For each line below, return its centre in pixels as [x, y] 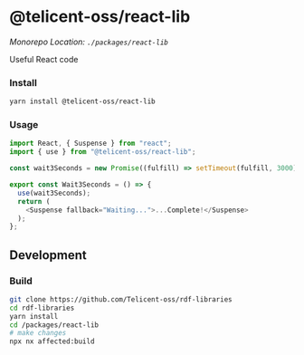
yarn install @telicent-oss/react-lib [82, 101]
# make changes [38, 333]
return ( [34, 201]
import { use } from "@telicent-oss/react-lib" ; [103, 152]
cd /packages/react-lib [54, 325]
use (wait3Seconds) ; [54, 193]
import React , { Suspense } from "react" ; [90, 144]
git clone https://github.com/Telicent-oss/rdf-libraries [121, 299]
